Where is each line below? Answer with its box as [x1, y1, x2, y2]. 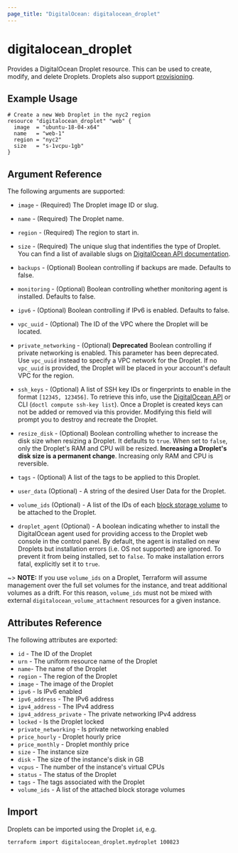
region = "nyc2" [13, 136, 62, 144]
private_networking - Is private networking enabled [17, 725, 169, 733]
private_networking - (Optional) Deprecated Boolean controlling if [17, 341, 212, 350]
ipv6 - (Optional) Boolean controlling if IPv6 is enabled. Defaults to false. [17, 306, 230, 315]
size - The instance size [17, 748, 89, 756]
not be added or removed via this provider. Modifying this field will [17, 408, 212, 417]
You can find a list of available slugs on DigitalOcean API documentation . [17, 250, 231, 258]
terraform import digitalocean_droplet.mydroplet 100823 [7, 838, 180, 846]
